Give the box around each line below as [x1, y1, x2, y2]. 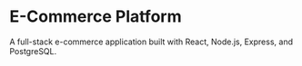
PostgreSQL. [9, 45, 57, 56]
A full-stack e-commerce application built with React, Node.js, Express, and [9, 36, 294, 47]
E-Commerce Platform [9, 6, 182, 27]
